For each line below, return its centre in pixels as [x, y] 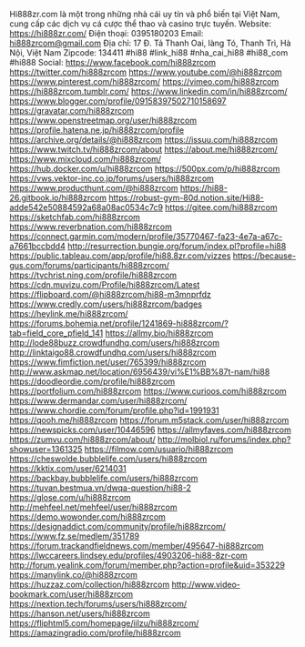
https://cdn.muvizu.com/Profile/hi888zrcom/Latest [105, 285]
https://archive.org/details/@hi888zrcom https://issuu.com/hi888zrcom [144, 140]
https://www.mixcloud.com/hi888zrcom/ [86, 159]
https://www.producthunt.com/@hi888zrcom [94, 188]
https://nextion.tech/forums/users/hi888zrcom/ [98, 604]
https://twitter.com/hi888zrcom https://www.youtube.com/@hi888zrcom [146, 72]
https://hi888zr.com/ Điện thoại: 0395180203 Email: [107, 33]
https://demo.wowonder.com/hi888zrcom [88, 517]
